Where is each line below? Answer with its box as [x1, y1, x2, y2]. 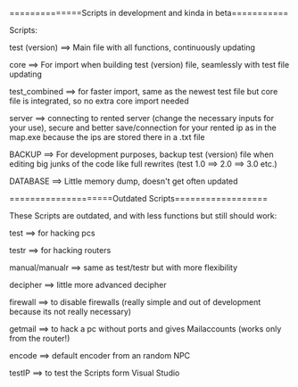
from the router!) [9, 333, 70, 343]
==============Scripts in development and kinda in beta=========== [9, 8, 289, 18]
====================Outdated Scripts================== [9, 193, 269, 203]
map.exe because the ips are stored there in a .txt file [9, 132, 205, 142]
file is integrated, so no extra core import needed [9, 95, 189, 106]
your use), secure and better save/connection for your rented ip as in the [9, 122, 277, 133]
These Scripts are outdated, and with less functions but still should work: [9, 210, 277, 221]
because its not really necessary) [9, 307, 132, 317]
